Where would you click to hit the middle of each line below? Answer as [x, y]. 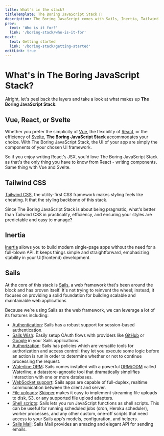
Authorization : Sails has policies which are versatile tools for [73, 346]
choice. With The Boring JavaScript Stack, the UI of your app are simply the [81, 142]
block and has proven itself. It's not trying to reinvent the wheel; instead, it [80, 290]
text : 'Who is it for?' [34, 28]
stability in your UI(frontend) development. [48, 257]
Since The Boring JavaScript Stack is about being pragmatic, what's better [80, 209]
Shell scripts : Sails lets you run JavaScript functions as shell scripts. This [86, 403]
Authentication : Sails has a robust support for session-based [73, 324]
